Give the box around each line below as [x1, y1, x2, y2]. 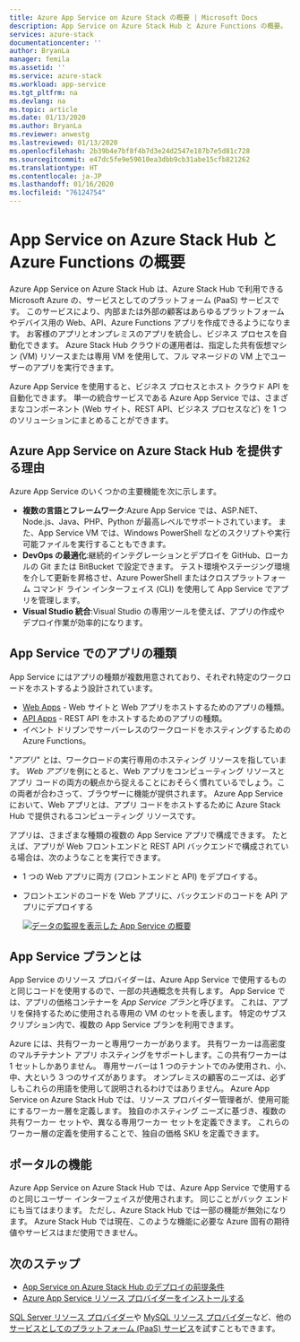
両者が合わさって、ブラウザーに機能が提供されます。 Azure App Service [16, 788, 284, 798]
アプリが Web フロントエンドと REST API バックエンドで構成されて [32, 841, 281, 851]
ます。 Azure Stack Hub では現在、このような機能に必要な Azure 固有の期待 [9, 1216, 290, 1227]
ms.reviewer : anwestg [9, 130, 90, 139]
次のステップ [9, 1256, 81, 1271]
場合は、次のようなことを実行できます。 [16, 851, 166, 862]
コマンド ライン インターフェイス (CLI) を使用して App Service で [32, 583, 273, 594]
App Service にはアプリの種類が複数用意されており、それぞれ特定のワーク [9, 671, 284, 682]
